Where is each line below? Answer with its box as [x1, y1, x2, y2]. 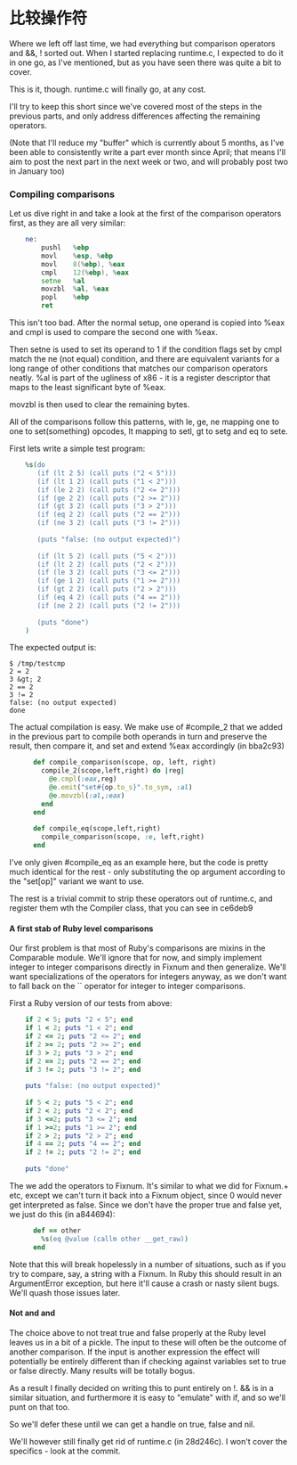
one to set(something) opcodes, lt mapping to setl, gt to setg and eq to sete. [9, 426, 289, 437]
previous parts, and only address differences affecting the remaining [9, 110, 261, 121]
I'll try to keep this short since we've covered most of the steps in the [9, 101, 262, 111]
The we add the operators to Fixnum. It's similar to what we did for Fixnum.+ [9, 1180, 289, 1191]
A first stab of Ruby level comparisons [9, 923, 154, 934]
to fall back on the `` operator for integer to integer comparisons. [9, 981, 246, 992]
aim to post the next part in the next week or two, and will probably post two [9, 156, 289, 167]
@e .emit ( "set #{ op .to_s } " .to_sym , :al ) [48, 783, 193, 792]
